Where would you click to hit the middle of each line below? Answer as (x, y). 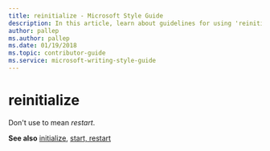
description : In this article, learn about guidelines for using (120, 23)
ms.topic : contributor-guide (57, 53)
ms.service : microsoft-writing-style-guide (82, 61)
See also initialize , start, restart (59, 138)
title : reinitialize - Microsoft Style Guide (86, 16)
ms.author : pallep (39, 38)
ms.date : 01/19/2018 (43, 46)
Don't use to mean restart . (52, 122)
